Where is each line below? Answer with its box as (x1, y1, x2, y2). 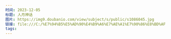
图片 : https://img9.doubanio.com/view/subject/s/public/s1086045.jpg (5, 17, 154, 22)
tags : (5, 26, 17, 31)
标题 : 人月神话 (5, 12, 33, 17)
